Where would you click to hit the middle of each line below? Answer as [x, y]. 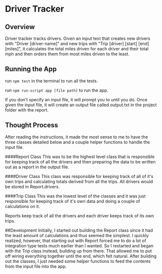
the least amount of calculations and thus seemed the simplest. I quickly [77, 235]
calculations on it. [22, 206]
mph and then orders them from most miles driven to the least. [67, 54]
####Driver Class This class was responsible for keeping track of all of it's [79, 176]
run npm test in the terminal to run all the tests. [52, 81]
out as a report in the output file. [37, 167]
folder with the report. [27, 110]
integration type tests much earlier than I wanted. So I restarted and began [79, 245]
